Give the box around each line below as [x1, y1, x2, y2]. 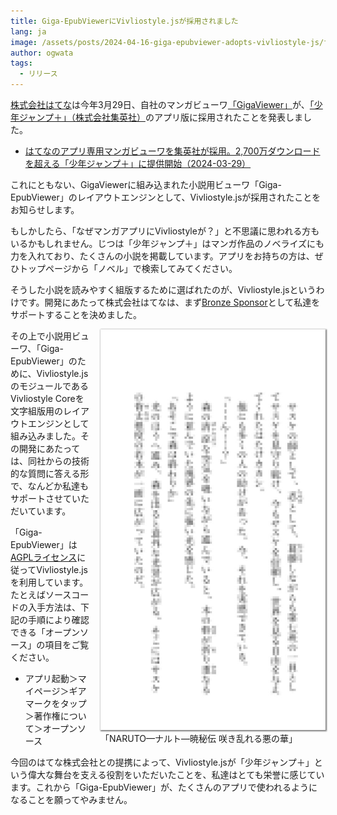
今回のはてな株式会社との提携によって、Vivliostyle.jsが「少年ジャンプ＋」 [10, 756, 315, 768]
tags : [10, 58, 33, 69]
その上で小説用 [10, 330, 72, 342]
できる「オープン [10, 626, 80, 638]
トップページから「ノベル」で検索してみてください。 [18, 263, 238, 274]
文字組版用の [10, 405, 63, 417]
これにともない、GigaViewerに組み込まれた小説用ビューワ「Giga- [10, 179, 282, 190]
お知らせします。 [10, 204, 80, 215]
